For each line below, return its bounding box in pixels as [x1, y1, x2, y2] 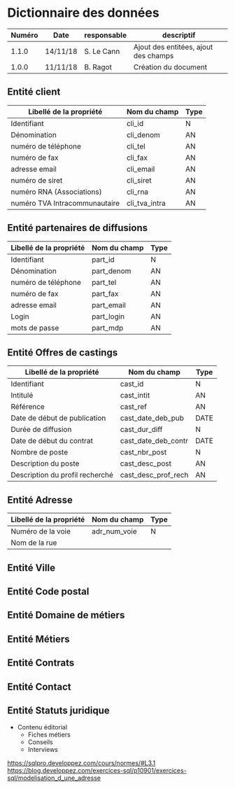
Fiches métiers [27, 730, 71, 739]
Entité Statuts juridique [7, 704, 110, 716]
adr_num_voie [92, 526, 138, 536]
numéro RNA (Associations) [10, 187, 103, 197]
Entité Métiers [7, 633, 70, 645]
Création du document [133, 62, 208, 71]
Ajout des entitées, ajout [133, 42, 213, 52]
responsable [84, 30, 127, 40]
